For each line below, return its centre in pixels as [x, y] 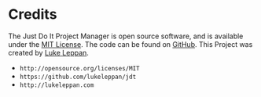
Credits [33, 14]
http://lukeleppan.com [57, 85]
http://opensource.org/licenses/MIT [79, 68]
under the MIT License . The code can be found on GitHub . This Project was [130, 44]
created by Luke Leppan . [48, 52]
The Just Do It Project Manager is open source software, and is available [126, 36]
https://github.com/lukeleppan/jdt [78, 77]
